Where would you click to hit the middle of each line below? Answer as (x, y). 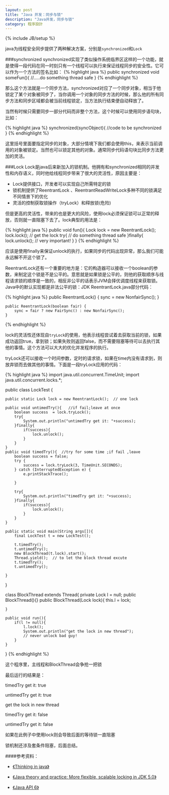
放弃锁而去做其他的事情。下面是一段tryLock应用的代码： (64, 365)
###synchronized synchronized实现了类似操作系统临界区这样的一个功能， (82, 60)
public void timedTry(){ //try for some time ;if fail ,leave (73, 452)
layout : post (19, 10)
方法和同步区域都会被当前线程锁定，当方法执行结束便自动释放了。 (78, 101)
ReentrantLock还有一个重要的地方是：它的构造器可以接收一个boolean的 (79, 268)
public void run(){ (26, 618)
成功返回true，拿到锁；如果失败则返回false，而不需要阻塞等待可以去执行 (80, 342)
